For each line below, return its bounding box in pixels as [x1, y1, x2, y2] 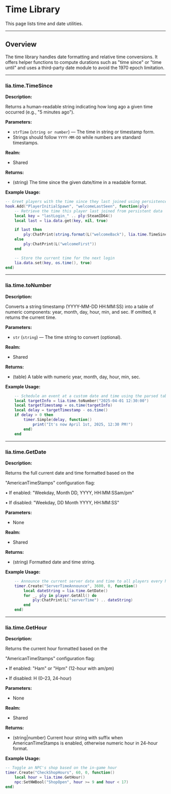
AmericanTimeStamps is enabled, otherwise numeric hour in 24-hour [12, 740, 158, 746]
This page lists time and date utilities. [5, 20, 83, 27]
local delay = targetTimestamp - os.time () [14, 408, 108, 413]
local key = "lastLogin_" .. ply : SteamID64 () [14, 213, 113, 218]
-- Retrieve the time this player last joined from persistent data [14, 208, 163, 214]
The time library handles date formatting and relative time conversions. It [5, 54, 158, 60]
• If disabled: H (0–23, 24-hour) [5, 675, 72, 682]
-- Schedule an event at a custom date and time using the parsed [14, 393, 158, 399]
